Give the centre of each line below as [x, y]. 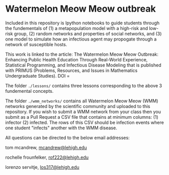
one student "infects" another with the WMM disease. [61, 128]
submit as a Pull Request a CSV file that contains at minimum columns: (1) [82, 117]
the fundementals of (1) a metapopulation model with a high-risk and [77, 28]
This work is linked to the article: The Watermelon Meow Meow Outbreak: [82, 54]
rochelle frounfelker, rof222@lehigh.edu [47, 157]
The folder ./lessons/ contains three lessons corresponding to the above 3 [84, 85]
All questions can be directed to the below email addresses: [68, 137]
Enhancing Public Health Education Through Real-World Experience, [76, 59]
